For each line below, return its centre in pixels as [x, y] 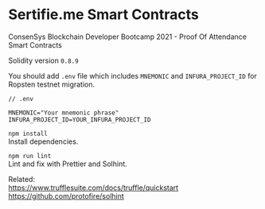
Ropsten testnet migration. [52, 84]
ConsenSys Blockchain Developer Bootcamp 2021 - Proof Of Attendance [127, 37]
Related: [22, 179]
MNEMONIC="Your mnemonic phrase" [64, 113]
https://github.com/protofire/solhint [66, 195]
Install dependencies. [43, 141]
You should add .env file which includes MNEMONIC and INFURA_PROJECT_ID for [132, 75]
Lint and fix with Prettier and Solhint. [68, 164]
